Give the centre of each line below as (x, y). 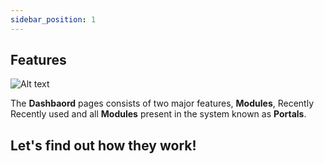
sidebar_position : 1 (53, 19)
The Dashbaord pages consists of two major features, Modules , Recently (162, 103)
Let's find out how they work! (103, 145)
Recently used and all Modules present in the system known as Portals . (158, 114)
